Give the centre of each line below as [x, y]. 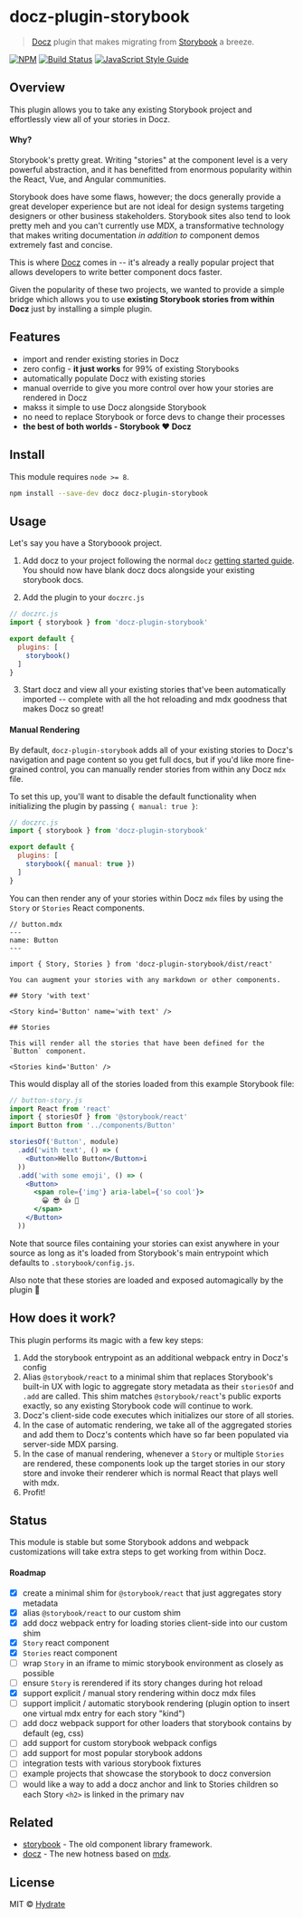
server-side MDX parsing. [71, 1444]
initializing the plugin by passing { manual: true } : [104, 806]
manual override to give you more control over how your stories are [148, 387]
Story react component [66, 1642]
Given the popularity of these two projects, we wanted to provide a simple [147, 289]
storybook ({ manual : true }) [80, 864]
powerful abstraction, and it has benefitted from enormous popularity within [151, 169]
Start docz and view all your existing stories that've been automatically [154, 690]
